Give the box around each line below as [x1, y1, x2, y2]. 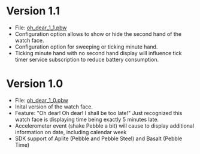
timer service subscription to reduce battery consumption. [14, 56, 159, 63]
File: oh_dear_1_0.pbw [14, 96, 69, 104]
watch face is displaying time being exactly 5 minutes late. [14, 116, 159, 123]
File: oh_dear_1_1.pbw [14, 24, 67, 31]
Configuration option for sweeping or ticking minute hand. [14, 43, 158, 50]
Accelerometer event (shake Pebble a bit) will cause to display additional [14, 122, 195, 129]
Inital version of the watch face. [14, 103, 93, 110]
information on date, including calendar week [14, 128, 127, 135]
